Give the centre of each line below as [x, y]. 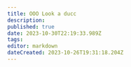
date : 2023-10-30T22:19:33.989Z [54, 33]
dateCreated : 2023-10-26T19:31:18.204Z [65, 53]
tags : [15, 40]
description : [26, 20]
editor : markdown [33, 46]
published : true [31, 27]
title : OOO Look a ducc [42, 14]
